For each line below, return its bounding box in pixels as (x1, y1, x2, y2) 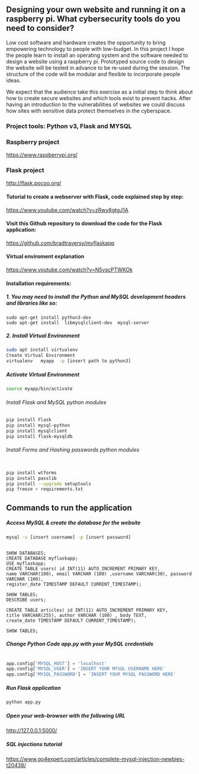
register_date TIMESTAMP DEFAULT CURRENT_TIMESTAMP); (6, 581, 142, 587)
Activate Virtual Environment (6, 370, 80, 378)
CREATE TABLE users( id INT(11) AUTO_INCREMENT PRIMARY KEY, (6, 565, 161, 571)
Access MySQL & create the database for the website (6, 519, 141, 526)
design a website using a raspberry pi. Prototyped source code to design (6, 57, 185, 65)
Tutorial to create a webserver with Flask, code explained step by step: (6, 193, 184, 200)
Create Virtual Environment (6, 353, 76, 359)
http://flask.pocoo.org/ (6, 180, 62, 187)
